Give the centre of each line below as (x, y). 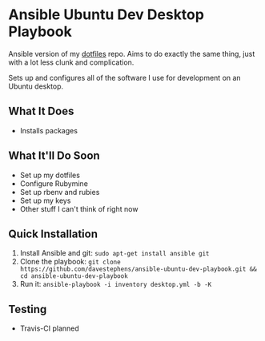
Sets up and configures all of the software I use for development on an (125, 77)
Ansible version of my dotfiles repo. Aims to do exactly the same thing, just (132, 54)
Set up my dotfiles (50, 175)
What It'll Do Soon (54, 156)
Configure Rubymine (54, 183)
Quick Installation (53, 234)
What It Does (41, 111)
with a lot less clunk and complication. (71, 62)
